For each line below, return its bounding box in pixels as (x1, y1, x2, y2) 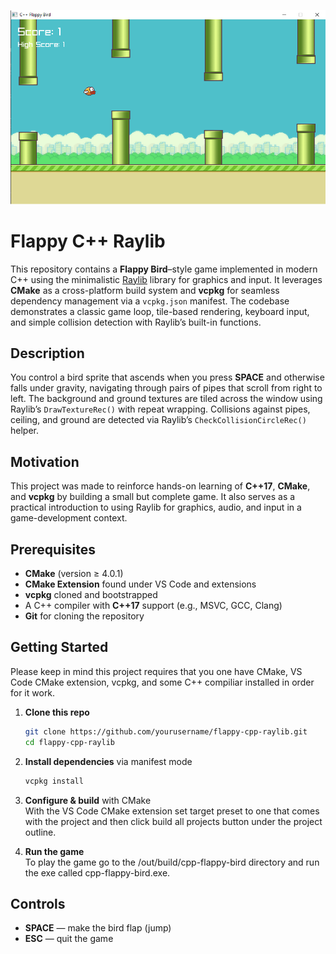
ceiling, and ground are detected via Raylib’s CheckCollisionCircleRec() (10, 414, 307, 426)
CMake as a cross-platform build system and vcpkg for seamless (10, 284, 280, 296)
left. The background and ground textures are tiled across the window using (10, 393, 323, 405)
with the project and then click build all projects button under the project (24, 815, 323, 827)
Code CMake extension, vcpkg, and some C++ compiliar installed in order (10, 676, 315, 688)
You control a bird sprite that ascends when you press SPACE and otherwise (10, 371, 325, 384)
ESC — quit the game (24, 933, 114, 945)
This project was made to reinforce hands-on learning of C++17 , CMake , (10, 480, 311, 492)
